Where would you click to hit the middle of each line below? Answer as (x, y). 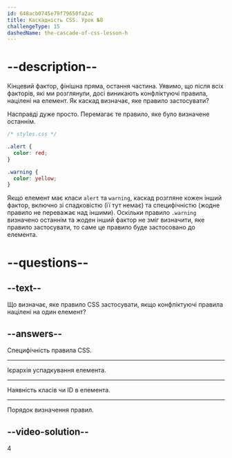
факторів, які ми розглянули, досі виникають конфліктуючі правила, (108, 93)
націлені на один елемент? (47, 312)
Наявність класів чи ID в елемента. (59, 390)
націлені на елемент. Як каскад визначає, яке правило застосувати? (108, 101)
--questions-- (48, 263)
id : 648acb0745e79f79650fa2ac (51, 13)
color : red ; (31, 153)
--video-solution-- (48, 431)
